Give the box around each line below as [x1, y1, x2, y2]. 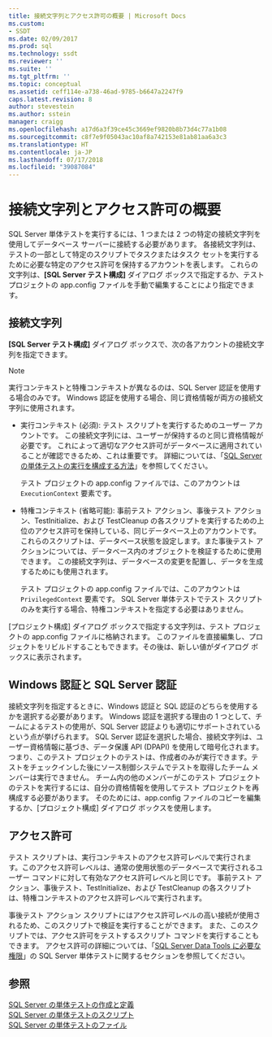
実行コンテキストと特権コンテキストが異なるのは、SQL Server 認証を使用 [8, 382, 255, 392]
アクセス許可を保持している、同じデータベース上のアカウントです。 [34, 525, 261, 535]
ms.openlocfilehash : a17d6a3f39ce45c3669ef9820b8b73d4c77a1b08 [8, 125, 227, 133]
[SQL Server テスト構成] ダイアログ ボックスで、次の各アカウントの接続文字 [8, 339, 265, 349]
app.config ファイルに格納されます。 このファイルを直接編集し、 [31, 631, 249, 641]
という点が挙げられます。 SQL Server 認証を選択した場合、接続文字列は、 [8, 731, 257, 741]
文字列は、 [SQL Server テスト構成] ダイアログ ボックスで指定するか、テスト [8, 270, 265, 280]
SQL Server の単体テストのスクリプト [8, 1010, 135, 1020]
